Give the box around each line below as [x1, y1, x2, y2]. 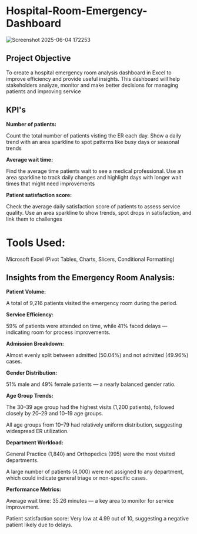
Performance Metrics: [6, 486, 62, 493]
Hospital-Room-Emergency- [6, 4, 148, 18]
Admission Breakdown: [6, 340, 65, 348]
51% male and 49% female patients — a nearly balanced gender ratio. [6, 381, 176, 388]
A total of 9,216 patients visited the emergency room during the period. [6, 300, 178, 307]
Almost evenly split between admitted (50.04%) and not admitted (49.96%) [6, 352, 189, 359]
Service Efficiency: [6, 311, 54, 318]
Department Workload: [6, 439, 64, 446]
